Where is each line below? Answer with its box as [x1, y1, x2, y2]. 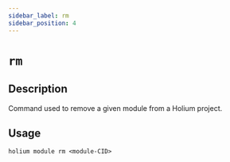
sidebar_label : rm [8, 11, 69, 20]
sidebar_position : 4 [8, 19, 77, 27]
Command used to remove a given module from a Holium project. [8, 103, 223, 113]
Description [8, 82, 68, 96]
